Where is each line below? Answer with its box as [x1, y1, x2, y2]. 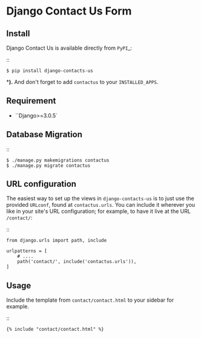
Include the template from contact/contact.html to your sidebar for [6, 296, 174, 304]
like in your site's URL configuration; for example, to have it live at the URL [6, 207, 191, 215]
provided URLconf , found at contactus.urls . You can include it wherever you [6, 201, 196, 209]
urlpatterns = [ [6, 248, 47, 255]
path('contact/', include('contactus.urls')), [17, 259, 137, 265]
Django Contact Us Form [6, 4, 132, 18]
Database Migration [6, 129, 83, 140]
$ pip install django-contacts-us [6, 68, 94, 74]
